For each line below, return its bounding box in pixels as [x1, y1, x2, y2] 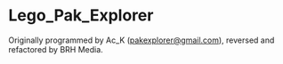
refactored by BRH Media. [8, 44, 103, 54]
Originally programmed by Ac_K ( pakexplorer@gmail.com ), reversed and [8, 35, 275, 45]
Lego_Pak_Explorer [8, 5, 154, 26]
